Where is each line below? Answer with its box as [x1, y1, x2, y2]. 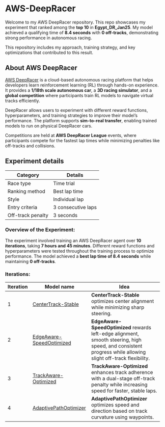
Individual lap [53, 196, 84, 203]
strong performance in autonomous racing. [5, 35, 92, 41]
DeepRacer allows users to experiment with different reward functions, [5, 107, 148, 113]
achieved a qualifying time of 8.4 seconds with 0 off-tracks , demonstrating [5, 29, 159, 35]
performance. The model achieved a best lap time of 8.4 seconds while [5, 253, 151, 259]
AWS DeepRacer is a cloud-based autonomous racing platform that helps [5, 77, 154, 82]
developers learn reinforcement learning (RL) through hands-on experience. [5, 82, 159, 88]
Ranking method [7, 187, 46, 194]
